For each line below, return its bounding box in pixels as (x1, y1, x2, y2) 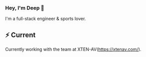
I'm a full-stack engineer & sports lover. (5, 16, 86, 22)
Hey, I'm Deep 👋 (5, 4, 44, 11)
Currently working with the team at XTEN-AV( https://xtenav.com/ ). (5, 47, 142, 53)
